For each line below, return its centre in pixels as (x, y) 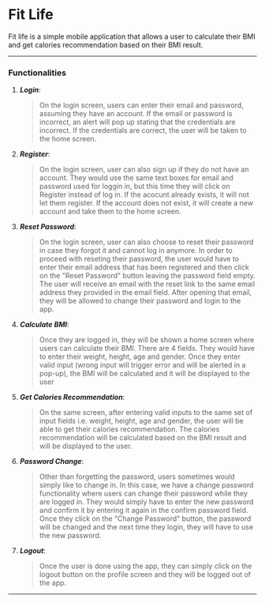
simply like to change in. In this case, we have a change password (146, 485)
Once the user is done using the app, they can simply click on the (146, 566)
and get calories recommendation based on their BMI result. (106, 44)
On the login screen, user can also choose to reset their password (146, 242)
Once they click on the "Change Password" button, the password (145, 518)
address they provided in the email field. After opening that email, (146, 292)
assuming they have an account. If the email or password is (136, 114)
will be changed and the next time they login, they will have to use (146, 527)
